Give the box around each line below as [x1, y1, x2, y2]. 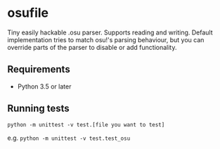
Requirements [7, 63, 70, 75]
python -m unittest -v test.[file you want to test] [7, 121, 165, 128]
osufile [7, 5, 49, 21]
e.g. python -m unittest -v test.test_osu [7, 134, 131, 142]
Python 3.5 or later [17, 82, 72, 91]
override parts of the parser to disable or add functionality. [7, 43, 177, 51]
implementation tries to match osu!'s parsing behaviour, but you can [7, 35, 205, 44]
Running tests [7, 103, 70, 115]
